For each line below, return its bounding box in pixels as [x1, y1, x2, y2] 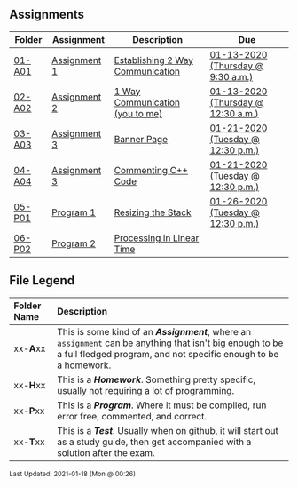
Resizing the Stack [114, 206, 192, 219]
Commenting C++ [114, 164, 189, 176]
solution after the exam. [57, 446, 155, 459]
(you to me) [114, 107, 162, 119]
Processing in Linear [114, 231, 200, 244]
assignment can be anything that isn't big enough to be [57, 337, 284, 349]
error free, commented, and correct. [57, 410, 208, 422]
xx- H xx [13, 379, 46, 391]
